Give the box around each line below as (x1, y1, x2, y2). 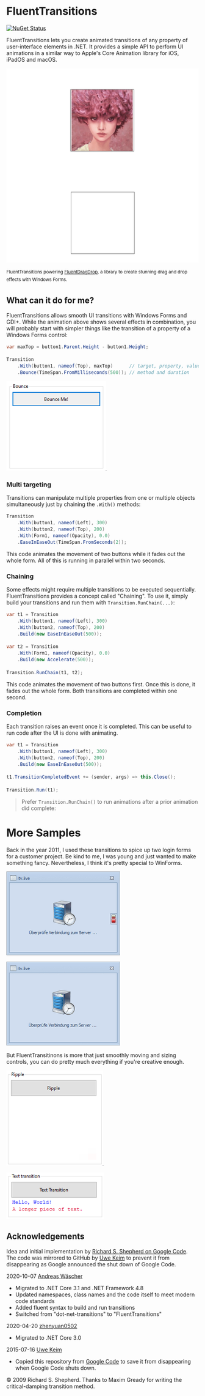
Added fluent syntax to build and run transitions (15, 1304, 135, 1311)
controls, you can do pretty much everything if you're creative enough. (6, 1058, 184, 1065)
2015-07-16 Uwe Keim (6, 1346, 62, 1353)
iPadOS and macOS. (6, 56, 57, 63)
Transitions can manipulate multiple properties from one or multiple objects (6, 494, 195, 502)
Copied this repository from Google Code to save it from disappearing (15, 1357, 191, 1365)
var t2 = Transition (6, 644, 59, 650)
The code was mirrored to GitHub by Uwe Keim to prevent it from (6, 1254, 170, 1261)
